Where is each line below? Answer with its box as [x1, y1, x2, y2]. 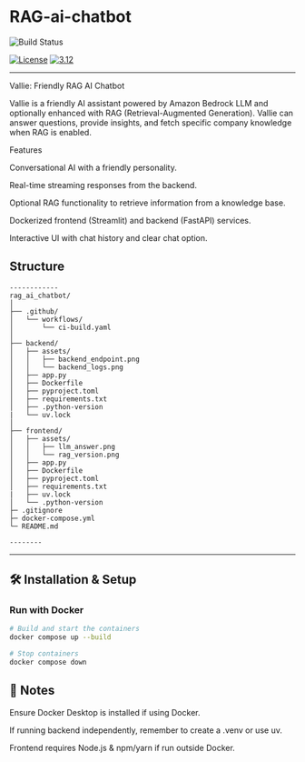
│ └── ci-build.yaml [9, 323, 112, 332]
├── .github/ [9, 306, 59, 316]
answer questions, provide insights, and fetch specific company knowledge [9, 116, 292, 128]
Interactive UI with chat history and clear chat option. [9, 232, 208, 243]
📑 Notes [9, 683, 55, 698]
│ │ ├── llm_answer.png [9, 442, 116, 451]
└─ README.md [9, 521, 59, 531]
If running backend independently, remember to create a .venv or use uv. [9, 725, 283, 736]
